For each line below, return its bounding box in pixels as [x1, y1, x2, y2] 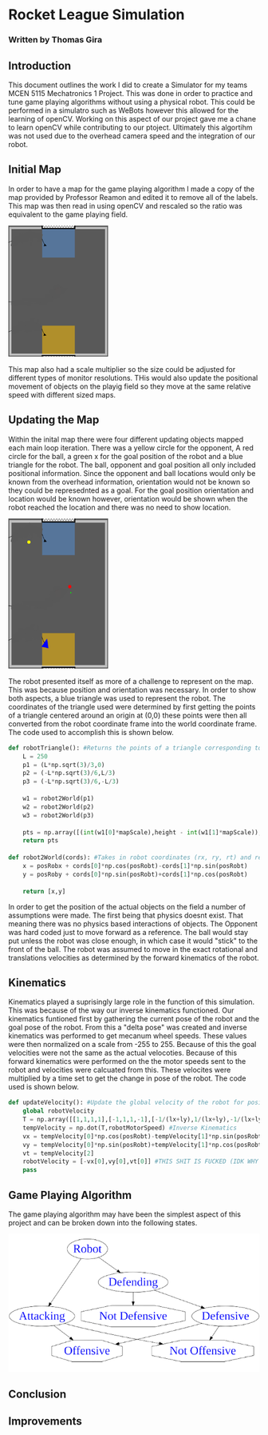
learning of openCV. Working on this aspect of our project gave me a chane [8, 114, 257, 123]
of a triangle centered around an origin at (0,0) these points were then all [8, 710, 247, 720]
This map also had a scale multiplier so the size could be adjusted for [8, 364, 236, 374]
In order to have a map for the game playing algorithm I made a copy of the [8, 184, 255, 194]
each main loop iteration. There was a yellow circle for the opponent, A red [8, 442, 254, 453]
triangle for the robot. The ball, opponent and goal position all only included [8, 460, 257, 470]
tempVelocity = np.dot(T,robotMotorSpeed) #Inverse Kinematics [22, 1124, 238, 1132]
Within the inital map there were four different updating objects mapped [8, 434, 244, 444]
